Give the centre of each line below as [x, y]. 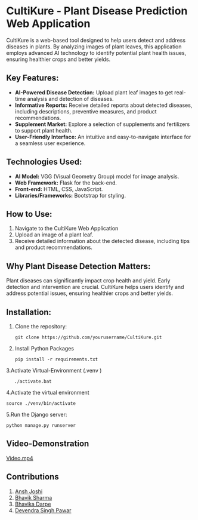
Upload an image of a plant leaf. [54, 235]
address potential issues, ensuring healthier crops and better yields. [90, 293]
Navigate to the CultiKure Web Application [66, 229]
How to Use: [29, 214]
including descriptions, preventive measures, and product [86, 111]
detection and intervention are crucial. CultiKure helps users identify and [95, 287]
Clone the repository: [41, 326]
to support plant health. [44, 130]
